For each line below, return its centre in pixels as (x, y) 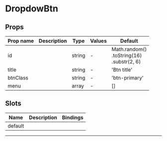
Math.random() (129, 49)
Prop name (21, 41)
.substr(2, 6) (126, 62)
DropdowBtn (32, 9)
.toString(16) (127, 55)
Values (98, 41)
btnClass (18, 78)
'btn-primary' (128, 78)
